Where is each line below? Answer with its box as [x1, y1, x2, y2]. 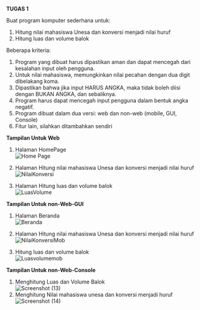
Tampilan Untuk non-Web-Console [6, 266, 96, 274]
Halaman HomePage [15, 146, 66, 153]
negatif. [15, 103, 34, 111]
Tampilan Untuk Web [6, 134, 60, 141]
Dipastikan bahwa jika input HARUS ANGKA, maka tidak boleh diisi [15, 84, 181, 91]
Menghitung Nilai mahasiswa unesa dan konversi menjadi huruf [15, 291, 173, 298]
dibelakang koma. [15, 78, 60, 85]
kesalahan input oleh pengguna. [15, 65, 95, 72]
